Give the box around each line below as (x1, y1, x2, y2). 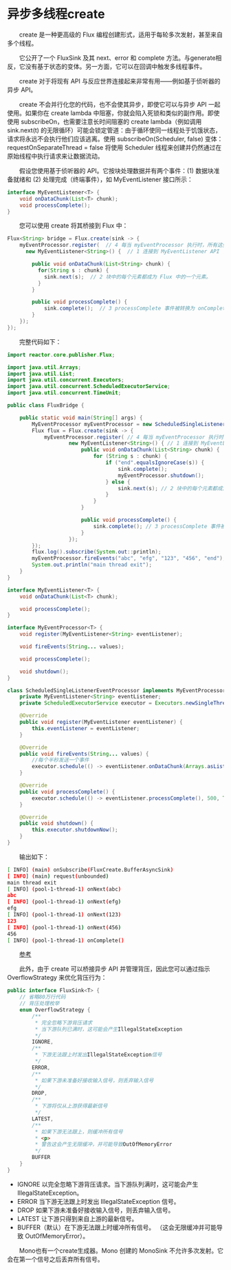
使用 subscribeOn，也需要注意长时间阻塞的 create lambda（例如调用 (7, 117, 202, 125)
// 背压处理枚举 (19, 1000, 60, 1007)
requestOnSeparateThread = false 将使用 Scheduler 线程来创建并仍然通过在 (7, 143, 222, 152)
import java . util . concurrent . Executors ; (7, 376, 125, 383)
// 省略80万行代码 (19, 994, 66, 1000)
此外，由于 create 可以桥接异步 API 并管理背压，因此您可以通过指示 (19, 965, 210, 973)
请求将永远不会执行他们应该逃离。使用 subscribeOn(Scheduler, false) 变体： (7, 134, 223, 143)
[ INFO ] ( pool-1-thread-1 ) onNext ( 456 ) (7, 924, 122, 931)
